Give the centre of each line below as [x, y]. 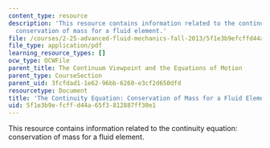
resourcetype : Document [48, 90]
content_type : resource [48, 16]
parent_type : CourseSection [55, 76]
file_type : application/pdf [55, 46]
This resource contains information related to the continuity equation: [123, 129]
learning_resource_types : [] [57, 53]
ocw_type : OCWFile [39, 61]
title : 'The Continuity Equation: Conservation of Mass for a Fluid [125, 98]
